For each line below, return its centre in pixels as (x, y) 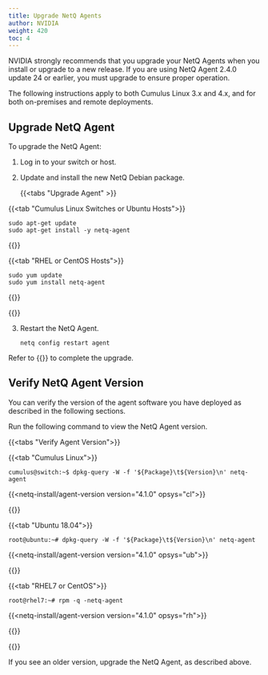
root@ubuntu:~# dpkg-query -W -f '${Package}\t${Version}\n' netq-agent (132, 540)
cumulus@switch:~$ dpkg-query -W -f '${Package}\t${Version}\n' (118, 472)
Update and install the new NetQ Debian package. (102, 178)
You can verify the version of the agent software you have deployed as (125, 402)
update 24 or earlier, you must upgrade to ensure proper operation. (119, 78)
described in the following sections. (67, 410)
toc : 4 (19, 38)
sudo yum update (35, 276)
